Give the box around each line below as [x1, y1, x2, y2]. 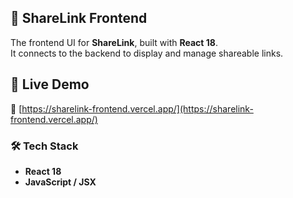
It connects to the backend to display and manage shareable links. [10, 47, 284, 59]
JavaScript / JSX [24, 176, 97, 188]
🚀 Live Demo [10, 76, 90, 93]
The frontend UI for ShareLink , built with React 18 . [10, 36, 218, 48]
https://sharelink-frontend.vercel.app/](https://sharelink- [21, 102, 254, 115]
